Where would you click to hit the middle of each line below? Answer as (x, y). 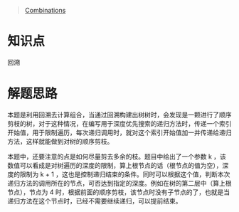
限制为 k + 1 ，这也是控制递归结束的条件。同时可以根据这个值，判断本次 (125, 174)
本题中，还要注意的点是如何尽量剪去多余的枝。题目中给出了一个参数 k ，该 (117, 157)
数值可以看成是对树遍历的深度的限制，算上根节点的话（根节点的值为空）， (115, 165)
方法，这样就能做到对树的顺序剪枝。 (60, 141)
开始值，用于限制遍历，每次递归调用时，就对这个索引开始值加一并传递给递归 (119, 132)
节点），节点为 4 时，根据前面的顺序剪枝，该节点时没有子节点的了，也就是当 (118, 192)
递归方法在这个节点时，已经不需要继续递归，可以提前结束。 (95, 201)
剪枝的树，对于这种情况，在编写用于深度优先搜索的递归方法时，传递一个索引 (119, 123)
